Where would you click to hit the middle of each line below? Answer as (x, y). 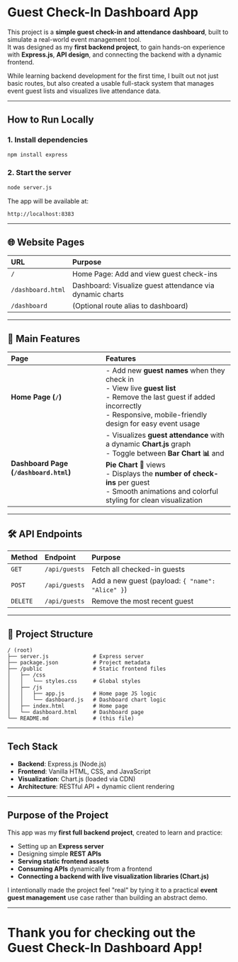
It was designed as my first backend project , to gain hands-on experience (116, 47)
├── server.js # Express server (75, 656)
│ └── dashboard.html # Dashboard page (75, 712)
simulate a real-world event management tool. (74, 39)
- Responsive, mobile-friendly (156, 415)
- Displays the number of (148, 474)
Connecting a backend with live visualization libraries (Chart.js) (113, 876)
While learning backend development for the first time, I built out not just (113, 76)
